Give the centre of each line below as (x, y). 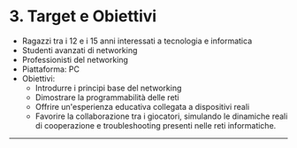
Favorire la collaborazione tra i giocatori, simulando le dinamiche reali (161, 116)
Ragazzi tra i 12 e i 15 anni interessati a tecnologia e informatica (137, 41)
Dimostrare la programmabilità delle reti (107, 97)
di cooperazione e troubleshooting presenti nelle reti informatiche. (156, 125)
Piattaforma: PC (50, 69)
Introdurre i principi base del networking (108, 88)
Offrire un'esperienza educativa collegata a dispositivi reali (142, 106)
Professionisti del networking (75, 59)
